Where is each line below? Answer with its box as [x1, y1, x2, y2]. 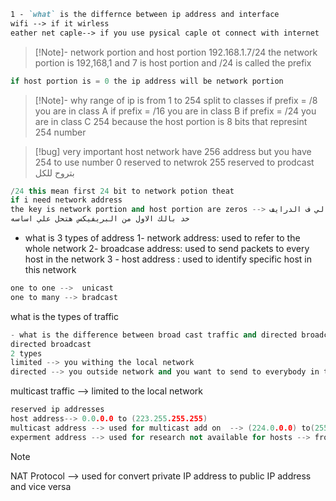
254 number [34, 126, 87, 138]
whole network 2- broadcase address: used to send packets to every [24, 243, 310, 254]
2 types [10, 348, 43, 359]
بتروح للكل [34, 166, 75, 179]
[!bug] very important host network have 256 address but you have [34, 145, 312, 157]
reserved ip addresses [10, 405, 105, 415]
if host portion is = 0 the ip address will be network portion [10, 76, 284, 86]
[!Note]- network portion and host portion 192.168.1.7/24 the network [34, 46, 318, 58]
